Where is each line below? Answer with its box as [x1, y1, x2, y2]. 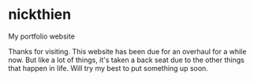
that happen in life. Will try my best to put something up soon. [8, 63, 209, 72]
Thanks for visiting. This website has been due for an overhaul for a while [8, 46, 247, 56]
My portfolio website [8, 31, 75, 41]
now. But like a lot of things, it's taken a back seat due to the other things [8, 55, 245, 64]
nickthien [8, 6, 72, 24]
